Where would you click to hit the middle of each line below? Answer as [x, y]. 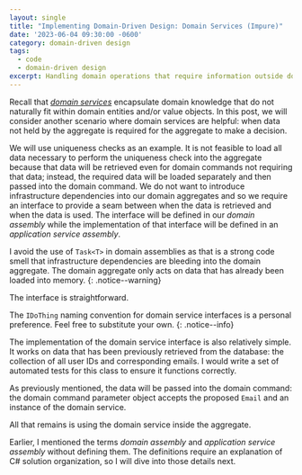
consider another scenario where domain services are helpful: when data [145, 121]
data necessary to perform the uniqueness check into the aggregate [136, 157]
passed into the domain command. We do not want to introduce [127, 186]
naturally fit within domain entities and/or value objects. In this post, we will [148, 111]
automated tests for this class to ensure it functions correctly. [123, 371]
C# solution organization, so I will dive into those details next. [123, 461]
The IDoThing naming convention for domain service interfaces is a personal [151, 315]
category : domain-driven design [70, 43]
